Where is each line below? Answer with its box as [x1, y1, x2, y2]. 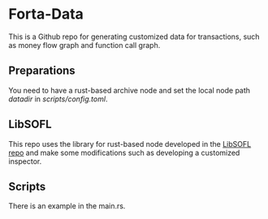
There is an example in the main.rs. [8, 201, 126, 211]
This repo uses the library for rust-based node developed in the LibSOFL [8, 139, 252, 148]
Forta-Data [8, 5, 84, 24]
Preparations [8, 64, 76, 78]
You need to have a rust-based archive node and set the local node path [8, 85, 250, 95]
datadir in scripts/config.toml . [8, 94, 108, 104]
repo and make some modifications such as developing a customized [8, 148, 240, 157]
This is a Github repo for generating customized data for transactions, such [8, 32, 260, 41]
